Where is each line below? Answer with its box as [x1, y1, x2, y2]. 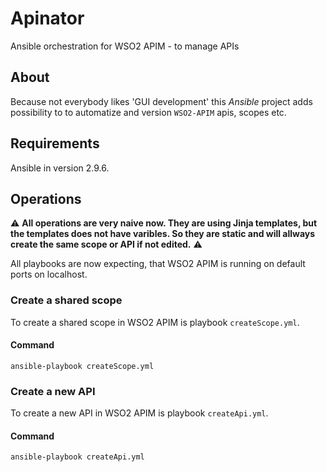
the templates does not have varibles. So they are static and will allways [10, 228, 316, 240]
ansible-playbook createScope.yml [10, 361, 155, 371]
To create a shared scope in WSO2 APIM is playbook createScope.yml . [10, 316, 300, 328]
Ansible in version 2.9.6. [10, 162, 110, 174]
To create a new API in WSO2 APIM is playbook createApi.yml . [10, 407, 269, 419]
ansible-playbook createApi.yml [10, 452, 145, 462]
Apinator [10, 7, 85, 30]
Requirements [10, 135, 100, 152]
